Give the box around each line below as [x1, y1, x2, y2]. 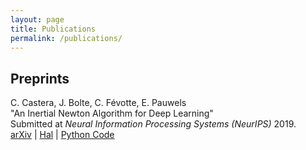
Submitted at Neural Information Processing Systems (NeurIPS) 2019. [10, 118, 297, 130]
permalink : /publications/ [10, 33, 123, 43]
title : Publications [10, 24, 97, 34]
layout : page [10, 14, 65, 25]
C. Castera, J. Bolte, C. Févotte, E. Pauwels [10, 97, 187, 109]
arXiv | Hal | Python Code [10, 129, 115, 141]
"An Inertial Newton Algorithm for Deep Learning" [10, 107, 214, 120]
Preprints [10, 70, 70, 87]
